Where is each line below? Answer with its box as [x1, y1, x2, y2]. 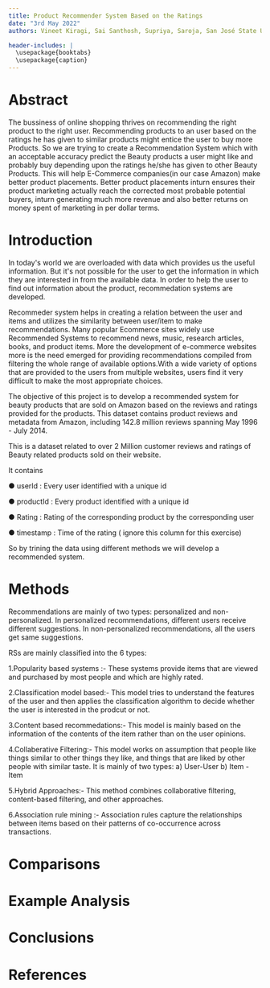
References [8, 965, 87, 984]
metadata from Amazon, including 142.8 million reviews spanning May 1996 [8, 417, 259, 426]
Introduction [8, 231, 93, 249]
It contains [8, 465, 43, 475]
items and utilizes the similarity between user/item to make [8, 315, 202, 326]
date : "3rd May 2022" [8, 19, 81, 27]
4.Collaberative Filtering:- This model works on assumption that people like [8, 744, 257, 754]
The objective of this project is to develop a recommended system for [8, 391, 239, 401]
